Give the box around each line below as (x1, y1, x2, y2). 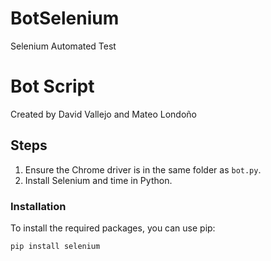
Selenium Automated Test (10, 40, 117, 52)
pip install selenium (10, 241, 101, 251)
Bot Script (10, 75, 95, 98)
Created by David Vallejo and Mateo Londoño (10, 108, 197, 120)
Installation (10, 199, 67, 213)
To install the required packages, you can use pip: (10, 222, 216, 234)
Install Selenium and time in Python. (24, 174, 173, 186)
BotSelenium (10, 7, 120, 30)
